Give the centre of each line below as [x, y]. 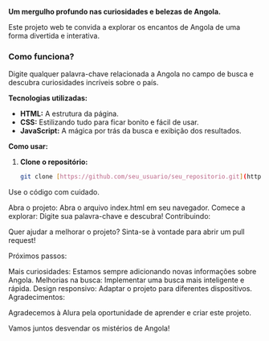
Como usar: [28, 146]
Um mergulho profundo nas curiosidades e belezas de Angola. [114, 12]
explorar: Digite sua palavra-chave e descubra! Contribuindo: [110, 216]
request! [22, 240]
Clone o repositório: [54, 162]
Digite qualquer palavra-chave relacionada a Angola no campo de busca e [131, 74]
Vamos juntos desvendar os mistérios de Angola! [89, 328]
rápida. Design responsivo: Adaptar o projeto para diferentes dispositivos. [130, 289]
